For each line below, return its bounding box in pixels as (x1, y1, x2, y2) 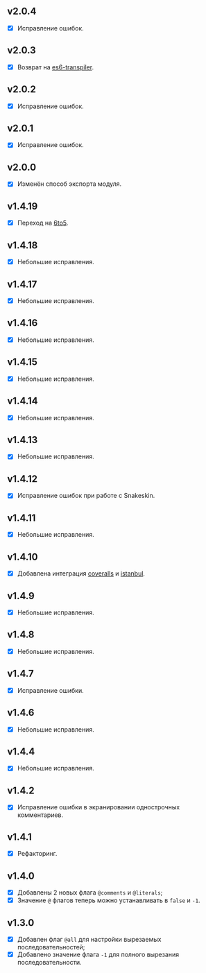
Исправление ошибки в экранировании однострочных (17, 803, 180, 811)
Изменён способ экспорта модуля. (17, 180, 122, 188)
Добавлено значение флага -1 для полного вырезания (17, 950, 179, 959)
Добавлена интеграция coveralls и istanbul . (17, 569, 146, 578)
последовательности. (17, 958, 82, 967)
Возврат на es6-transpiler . (17, 62, 94, 71)
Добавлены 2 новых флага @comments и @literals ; (17, 888, 163, 897)
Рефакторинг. (17, 850, 58, 858)
